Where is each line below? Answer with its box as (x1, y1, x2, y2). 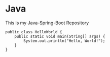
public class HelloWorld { (5, 29, 62, 34)
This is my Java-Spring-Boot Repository (5, 20, 89, 26)
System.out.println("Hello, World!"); (23, 38, 105, 43)
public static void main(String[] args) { (14, 34, 105, 39)
